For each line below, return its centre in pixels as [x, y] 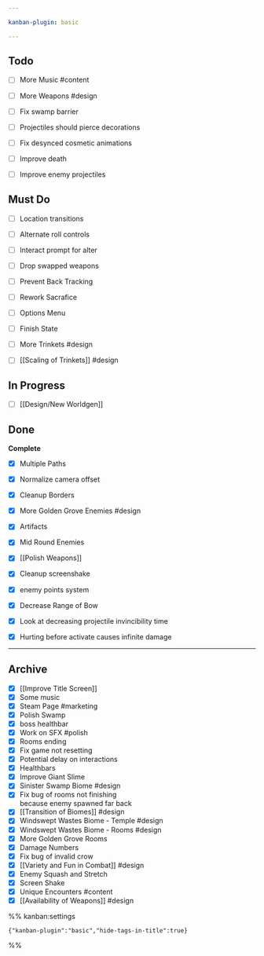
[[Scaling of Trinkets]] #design [69, 360]
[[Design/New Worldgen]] [61, 405]
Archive [28, 670]
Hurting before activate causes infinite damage [95, 636]
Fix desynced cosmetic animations [75, 143]
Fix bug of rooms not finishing [68, 795]
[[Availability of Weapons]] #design [77, 901]
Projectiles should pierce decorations [80, 127]
